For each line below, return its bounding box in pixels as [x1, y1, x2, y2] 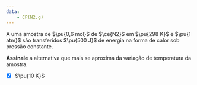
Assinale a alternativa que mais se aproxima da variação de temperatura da [6, 54, 192, 61]
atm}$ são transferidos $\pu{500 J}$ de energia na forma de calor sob [6, 37, 180, 44]
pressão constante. [6, 42, 53, 50]
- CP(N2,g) [17, 14, 44, 20]
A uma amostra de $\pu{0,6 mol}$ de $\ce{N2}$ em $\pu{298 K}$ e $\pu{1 [6, 30, 191, 37]
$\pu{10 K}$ [14, 72, 45, 79]
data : [6, 8, 20, 15]
